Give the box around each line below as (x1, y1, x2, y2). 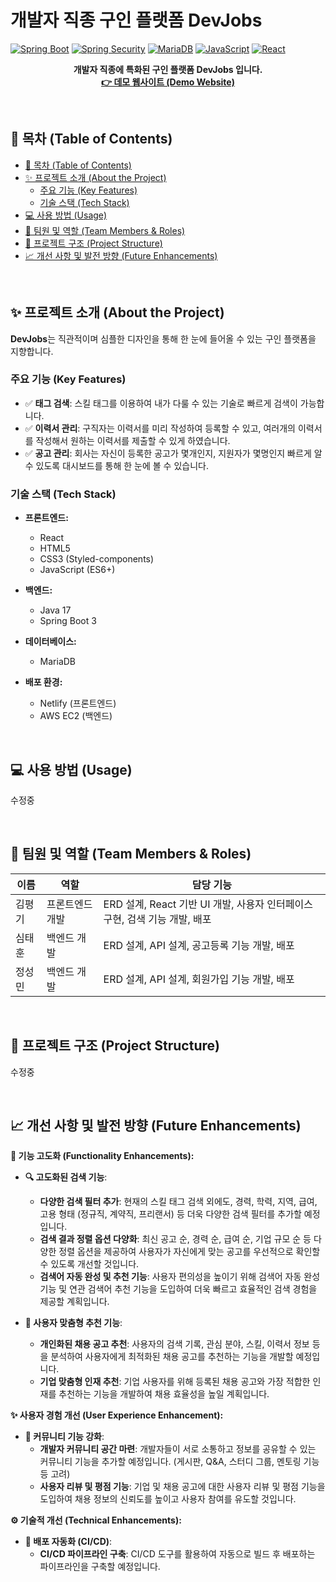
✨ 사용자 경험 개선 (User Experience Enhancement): (10, 1409, 224, 1421)
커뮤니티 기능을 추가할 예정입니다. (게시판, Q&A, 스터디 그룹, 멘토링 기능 (39, 1456, 320, 1468)
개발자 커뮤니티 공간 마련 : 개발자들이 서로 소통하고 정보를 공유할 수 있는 (39, 1443, 317, 1455)
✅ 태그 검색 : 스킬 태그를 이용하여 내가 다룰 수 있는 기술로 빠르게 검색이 (24, 397, 298, 409)
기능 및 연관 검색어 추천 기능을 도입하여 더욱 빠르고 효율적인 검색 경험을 (39, 1283, 318, 1295)
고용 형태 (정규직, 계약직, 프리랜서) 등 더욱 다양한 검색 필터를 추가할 (39, 1208, 302, 1220)
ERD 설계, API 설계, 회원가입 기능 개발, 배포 (103, 972, 295, 986)
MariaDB (39, 656, 77, 668)
